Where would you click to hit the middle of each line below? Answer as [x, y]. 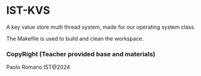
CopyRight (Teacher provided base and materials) [81, 54]
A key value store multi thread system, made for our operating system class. [101, 27]
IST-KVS [28, 10]
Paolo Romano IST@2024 [38, 67]
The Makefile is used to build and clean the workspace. [75, 38]
